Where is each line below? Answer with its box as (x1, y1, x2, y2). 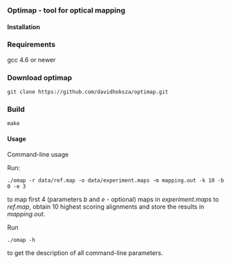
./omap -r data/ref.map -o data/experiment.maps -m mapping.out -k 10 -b (7, 177, 225, 184)
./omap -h (7, 236, 36, 243)
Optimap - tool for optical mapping (7, 6, 126, 15)
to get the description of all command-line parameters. (7, 248, 163, 257)
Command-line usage (7, 150, 69, 158)
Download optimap (7, 73, 73, 82)
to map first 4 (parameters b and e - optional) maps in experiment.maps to (7, 195, 219, 203)
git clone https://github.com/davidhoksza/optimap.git (7, 88, 169, 95)
